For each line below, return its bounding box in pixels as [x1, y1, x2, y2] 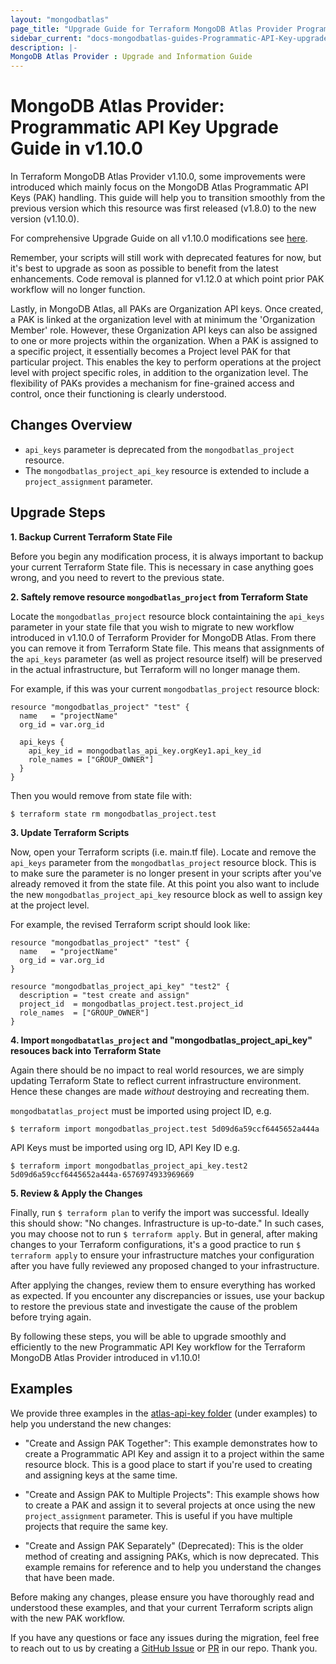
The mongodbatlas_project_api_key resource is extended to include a [24, 464, 310, 476]
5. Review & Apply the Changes [10, 1187, 143, 1199]
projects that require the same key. [24, 1520, 169, 1532]
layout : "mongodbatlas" [10, 14, 110, 25]
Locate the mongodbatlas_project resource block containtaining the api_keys [10, 610, 325, 622]
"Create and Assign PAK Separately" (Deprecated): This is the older [24, 1539, 304, 1551]
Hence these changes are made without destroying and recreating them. [10, 1085, 310, 1097]
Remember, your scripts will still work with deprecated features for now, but [10, 252, 322, 264]
